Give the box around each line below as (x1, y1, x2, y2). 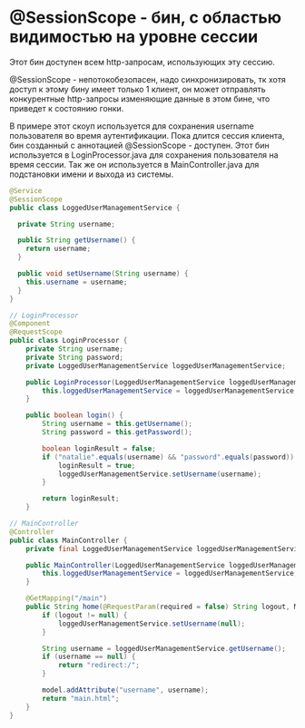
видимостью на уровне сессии (9, 26, 259, 47)
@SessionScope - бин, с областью (9, 7, 281, 28)
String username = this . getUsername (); (42, 420, 193, 429)
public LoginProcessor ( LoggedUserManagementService (25, 377, 225, 387)
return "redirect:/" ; (57, 661, 141, 670)
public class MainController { (9, 536, 128, 545)
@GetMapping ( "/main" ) (25, 594, 107, 603)
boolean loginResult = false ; (42, 443, 156, 453)
